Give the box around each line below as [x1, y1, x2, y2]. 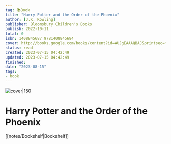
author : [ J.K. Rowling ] [5, 17, 56, 22]
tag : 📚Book [5, 7, 30, 13]
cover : [5, 41, 19, 46]
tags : [5, 69, 17, 74]
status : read [5, 45, 33, 50]
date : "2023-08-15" [5, 64, 47, 69]
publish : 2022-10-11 [5, 26, 49, 32]
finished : [5, 60, 26, 65]
